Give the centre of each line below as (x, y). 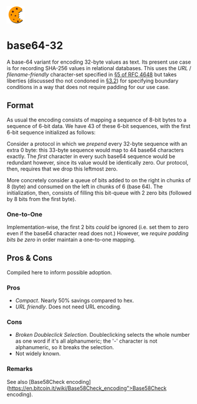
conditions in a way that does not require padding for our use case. (88, 87)
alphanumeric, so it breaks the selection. (65, 347)
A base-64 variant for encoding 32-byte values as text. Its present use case (99, 62)
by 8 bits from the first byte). (41, 199)
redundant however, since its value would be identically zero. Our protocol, (98, 162)
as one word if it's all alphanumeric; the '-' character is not (86, 341)
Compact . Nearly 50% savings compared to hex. (75, 301)
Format (20, 106)
